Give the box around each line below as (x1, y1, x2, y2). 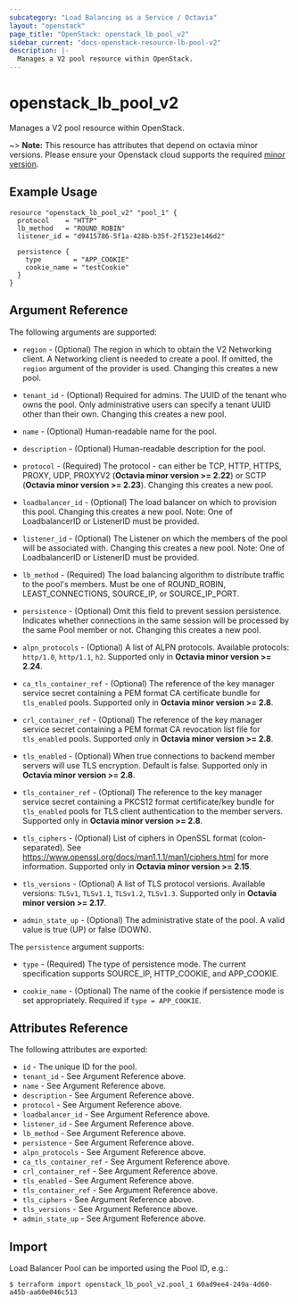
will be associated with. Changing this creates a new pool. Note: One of (21, 542, 286, 553)
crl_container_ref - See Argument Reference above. (21, 1166, 219, 1176)
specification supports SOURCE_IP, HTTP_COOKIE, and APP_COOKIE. (21, 968, 279, 978)
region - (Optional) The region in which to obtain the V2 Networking (21, 344, 272, 354)
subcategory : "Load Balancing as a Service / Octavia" (9, 12, 218, 22)
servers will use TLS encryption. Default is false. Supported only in (21, 760, 268, 770)
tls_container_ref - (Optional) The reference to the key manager (21, 786, 263, 797)
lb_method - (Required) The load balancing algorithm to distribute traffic (21, 569, 286, 580)
